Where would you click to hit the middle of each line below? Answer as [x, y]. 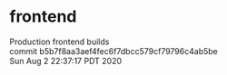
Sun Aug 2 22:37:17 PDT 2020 [66, 61]
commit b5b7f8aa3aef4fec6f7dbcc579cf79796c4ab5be [113, 51]
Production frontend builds [59, 42]
